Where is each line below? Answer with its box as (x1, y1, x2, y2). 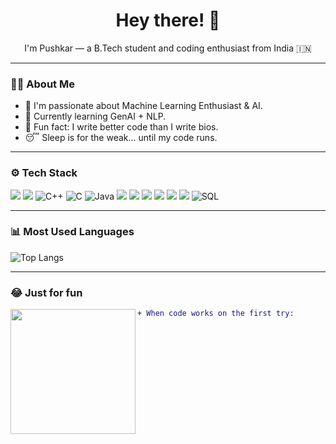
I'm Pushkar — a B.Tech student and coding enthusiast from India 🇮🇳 (24, 42, 312, 54)
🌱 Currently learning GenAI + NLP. (24, 110, 167, 123)
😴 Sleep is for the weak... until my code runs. (24, 132, 218, 144)
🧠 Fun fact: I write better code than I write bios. (24, 121, 219, 133)
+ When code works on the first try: (137, 309, 295, 319)
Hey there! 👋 (115, 9, 221, 32)
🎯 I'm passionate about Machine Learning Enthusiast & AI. (24, 100, 263, 112)
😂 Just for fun (10, 285, 83, 299)
